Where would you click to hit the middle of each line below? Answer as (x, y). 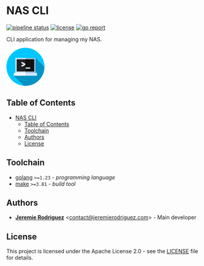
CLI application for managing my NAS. (54, 39)
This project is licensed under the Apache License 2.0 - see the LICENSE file (102, 251)
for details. (20, 258)
